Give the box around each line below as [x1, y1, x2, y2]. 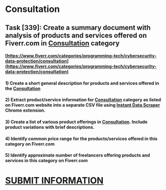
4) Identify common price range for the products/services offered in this [5, 136, 158, 142]
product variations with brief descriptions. [5, 124, 95, 130]
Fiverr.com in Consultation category [5, 39, 120, 47]
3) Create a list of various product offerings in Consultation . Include [5, 119, 148, 125]
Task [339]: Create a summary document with [5, 23, 151, 32]
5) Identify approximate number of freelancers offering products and [5, 152, 150, 158]
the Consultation [5, 85, 41, 91]
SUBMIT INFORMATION [5, 175, 104, 187]
